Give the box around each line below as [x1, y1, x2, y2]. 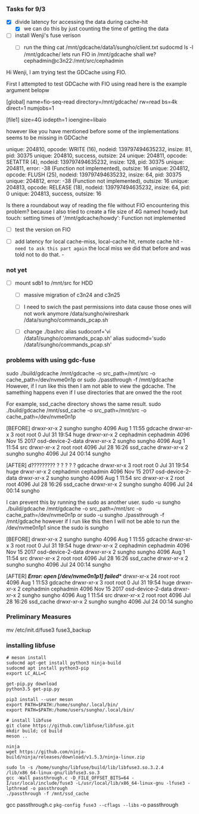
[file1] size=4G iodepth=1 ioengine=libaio [6, 116, 107, 123]
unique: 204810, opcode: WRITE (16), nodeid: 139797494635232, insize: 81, [6, 145, 192, 152]
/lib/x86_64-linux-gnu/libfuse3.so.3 [6, 770, 100, 776]
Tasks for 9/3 [6, 5, 46, 13]
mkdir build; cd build [6, 728, 63, 734]
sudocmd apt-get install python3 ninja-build [6, 660, 121, 666]
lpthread [6, 785, 28, 792]
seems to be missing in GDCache [6, 134, 88, 141]
